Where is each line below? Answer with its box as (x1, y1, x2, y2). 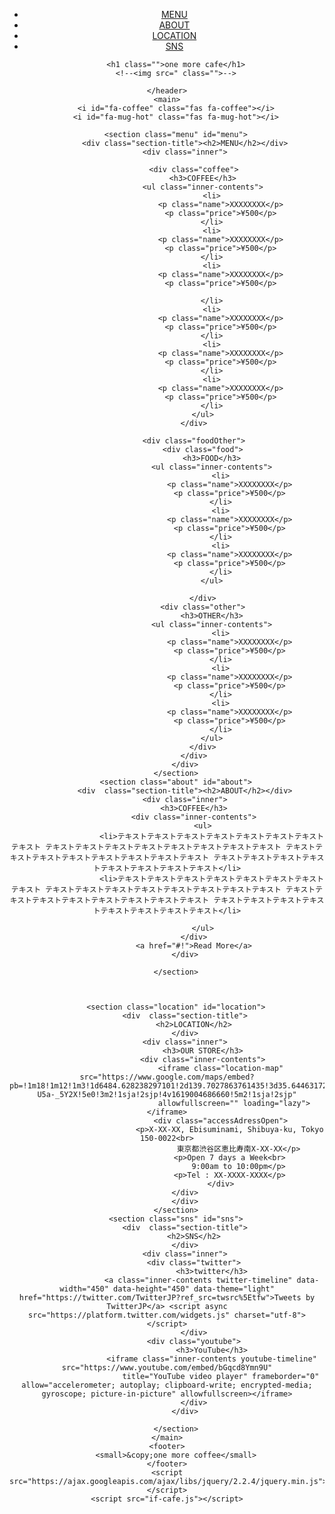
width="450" (59, 1284, 109, 1294)
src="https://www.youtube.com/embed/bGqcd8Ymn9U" (61, 1363, 273, 1373)
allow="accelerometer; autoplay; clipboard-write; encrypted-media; (21, 1380, 313, 1390)
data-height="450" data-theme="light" (113, 1284, 275, 1294)
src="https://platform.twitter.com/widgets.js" (28, 1310, 231, 1320)
